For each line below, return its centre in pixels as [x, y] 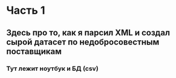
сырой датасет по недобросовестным [83, 42]
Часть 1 [26, 10]
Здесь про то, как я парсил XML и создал [88, 33]
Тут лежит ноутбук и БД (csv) [52, 68]
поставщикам [34, 51]
